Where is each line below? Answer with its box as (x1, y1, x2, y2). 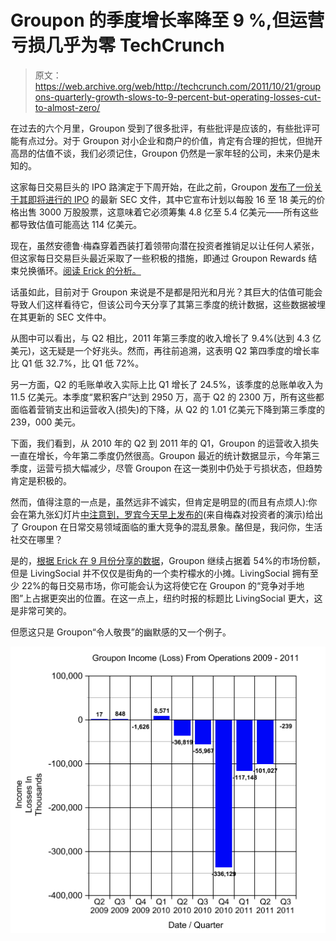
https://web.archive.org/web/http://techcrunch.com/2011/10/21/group (34, 80, 322, 92)
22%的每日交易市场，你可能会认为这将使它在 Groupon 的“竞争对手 (21, 579, 297, 591)
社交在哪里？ (10, 533, 63, 545)
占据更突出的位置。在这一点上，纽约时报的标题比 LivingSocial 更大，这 (31, 592, 323, 604)
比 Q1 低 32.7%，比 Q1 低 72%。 (10, 357, 145, 369)
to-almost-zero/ (34, 101, 101, 113)
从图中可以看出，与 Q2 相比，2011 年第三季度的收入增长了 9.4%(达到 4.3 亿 (10, 332, 322, 344)
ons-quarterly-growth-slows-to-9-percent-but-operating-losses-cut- (34, 91, 322, 103)
